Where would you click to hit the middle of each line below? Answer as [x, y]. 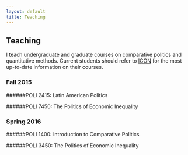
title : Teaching [26, 17]
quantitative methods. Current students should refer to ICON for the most [94, 61]
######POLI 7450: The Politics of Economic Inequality [72, 106]
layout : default [26, 11]
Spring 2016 [24, 122]
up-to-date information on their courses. [55, 67]
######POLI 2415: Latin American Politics [57, 95]
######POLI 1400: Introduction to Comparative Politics [73, 134]
